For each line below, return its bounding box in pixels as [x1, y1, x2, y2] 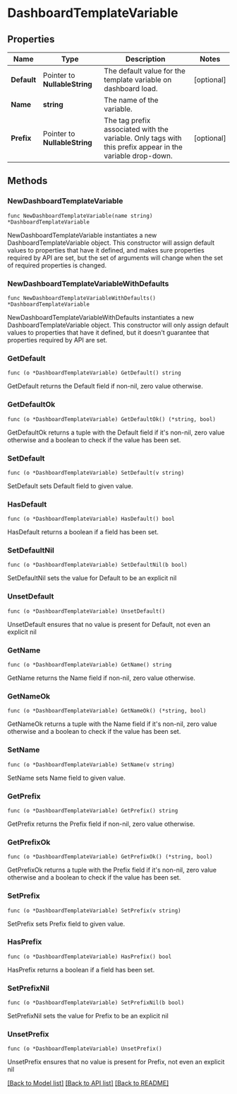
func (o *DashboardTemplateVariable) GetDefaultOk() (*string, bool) [7, 415, 217, 422]
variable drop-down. [104, 151, 173, 161]
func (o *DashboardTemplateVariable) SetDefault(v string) [7, 469, 185, 476]
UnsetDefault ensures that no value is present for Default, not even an [7, 620, 211, 628]
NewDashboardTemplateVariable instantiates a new [7, 231, 157, 239]
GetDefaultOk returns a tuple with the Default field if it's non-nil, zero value [7, 428, 225, 437]
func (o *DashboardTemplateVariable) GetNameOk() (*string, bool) [7, 708, 207, 715]
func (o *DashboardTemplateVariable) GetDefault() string [7, 369, 181, 376]
